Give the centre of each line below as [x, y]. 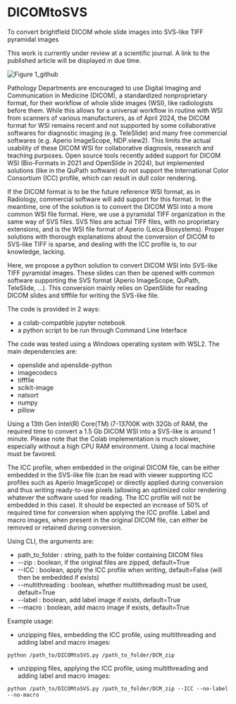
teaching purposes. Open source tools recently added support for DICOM [114, 155]
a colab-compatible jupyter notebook [71, 323]
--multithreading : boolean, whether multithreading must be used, [113, 585]
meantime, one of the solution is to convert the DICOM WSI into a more [110, 206]
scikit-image [36, 387]
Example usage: [31, 621]
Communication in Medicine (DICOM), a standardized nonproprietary [107, 95]
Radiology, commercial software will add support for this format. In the [110, 199]
